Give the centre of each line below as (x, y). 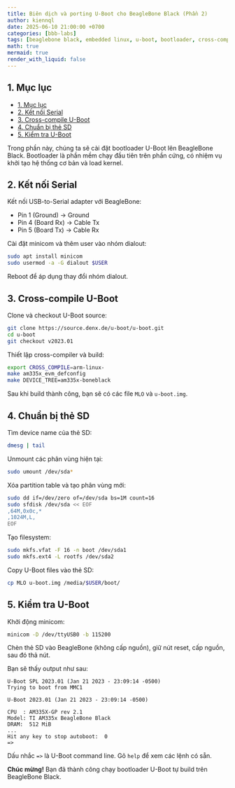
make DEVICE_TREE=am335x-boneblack (59, 380)
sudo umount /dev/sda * (40, 471)
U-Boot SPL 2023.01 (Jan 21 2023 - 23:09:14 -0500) (84, 682)
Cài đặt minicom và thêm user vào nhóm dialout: (77, 244)
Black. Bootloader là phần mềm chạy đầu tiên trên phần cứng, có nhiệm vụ (115, 155)
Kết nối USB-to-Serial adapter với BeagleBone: (74, 202)
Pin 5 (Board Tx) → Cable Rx (58, 230)
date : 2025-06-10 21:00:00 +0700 (56, 27)
